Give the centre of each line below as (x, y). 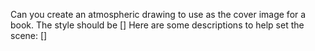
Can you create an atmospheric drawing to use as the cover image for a (158, 14)
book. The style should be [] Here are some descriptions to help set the (157, 25)
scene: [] (29, 35)
